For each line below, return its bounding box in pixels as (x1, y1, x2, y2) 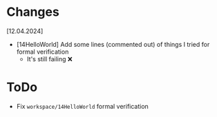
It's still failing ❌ (26, 54, 73, 63)
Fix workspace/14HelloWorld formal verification (16, 102, 149, 110)
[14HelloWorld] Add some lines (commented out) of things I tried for (16, 40, 210, 48)
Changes (6, 4, 59, 20)
